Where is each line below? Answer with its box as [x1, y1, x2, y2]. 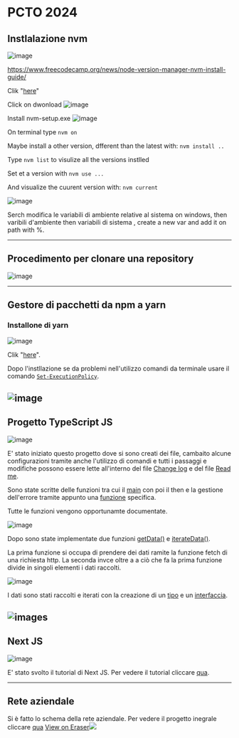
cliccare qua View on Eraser [7, 722, 90, 731]
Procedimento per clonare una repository [7, 253, 194, 265]
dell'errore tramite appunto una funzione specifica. [7, 493, 156, 501]
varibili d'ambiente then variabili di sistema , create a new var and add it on [7, 218, 227, 226]
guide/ [7, 73, 27, 81]
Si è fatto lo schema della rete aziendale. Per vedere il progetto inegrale [7, 714, 217, 722]
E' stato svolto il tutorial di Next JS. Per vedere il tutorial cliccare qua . [7, 668, 210, 676]
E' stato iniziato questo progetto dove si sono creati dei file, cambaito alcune [7, 449, 232, 457]
